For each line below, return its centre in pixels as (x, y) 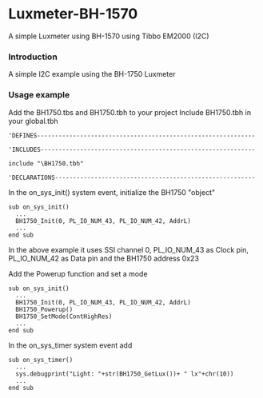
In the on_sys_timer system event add (70, 345)
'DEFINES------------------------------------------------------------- (132, 135)
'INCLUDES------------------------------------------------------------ (132, 149)
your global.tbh (33, 121)
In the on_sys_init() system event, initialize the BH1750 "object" (112, 192)
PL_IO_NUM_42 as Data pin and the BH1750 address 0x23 (104, 258)
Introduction (33, 57)
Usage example (39, 95)
